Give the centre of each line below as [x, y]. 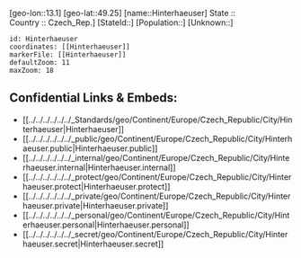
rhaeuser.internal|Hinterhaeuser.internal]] [99, 167]
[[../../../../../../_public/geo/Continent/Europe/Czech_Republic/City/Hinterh [157, 138]
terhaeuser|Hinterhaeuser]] [73, 129]
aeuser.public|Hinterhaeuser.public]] [90, 148]
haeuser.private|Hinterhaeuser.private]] [95, 205]
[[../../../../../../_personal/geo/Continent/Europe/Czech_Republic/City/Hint [156, 215]
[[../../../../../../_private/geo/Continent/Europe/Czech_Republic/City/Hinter [156, 196]
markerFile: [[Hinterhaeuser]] [68, 55]
